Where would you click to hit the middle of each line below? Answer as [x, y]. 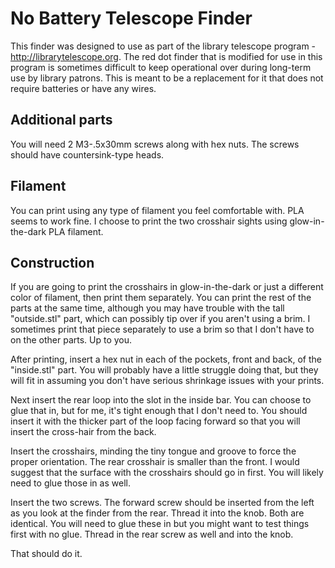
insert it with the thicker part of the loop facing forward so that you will [155, 421]
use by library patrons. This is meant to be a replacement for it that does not [167, 78]
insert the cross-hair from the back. [83, 432]
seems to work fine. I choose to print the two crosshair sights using [149, 221]
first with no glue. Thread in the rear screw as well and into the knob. [152, 534]
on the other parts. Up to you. [71, 340]
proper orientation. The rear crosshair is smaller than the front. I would [155, 462]
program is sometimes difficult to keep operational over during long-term [161, 67]
